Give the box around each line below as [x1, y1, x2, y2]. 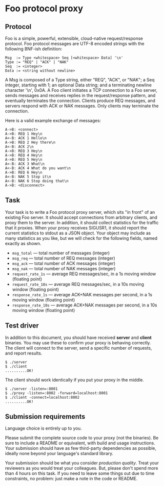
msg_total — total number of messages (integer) [12, 250, 110, 256]
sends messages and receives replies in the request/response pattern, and [5, 93, 156, 98]
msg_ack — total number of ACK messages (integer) [12, 260, 116, 266]
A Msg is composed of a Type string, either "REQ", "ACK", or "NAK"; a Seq [5, 77, 155, 82]
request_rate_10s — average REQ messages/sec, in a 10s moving [12, 281, 144, 287]
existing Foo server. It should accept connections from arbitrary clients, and [5, 214, 158, 220]
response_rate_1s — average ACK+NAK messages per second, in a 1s [12, 291, 152, 297]
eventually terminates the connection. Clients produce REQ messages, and [5, 98, 155, 103]
